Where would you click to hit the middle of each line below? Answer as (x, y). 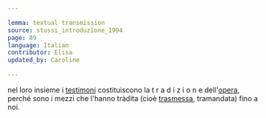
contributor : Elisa (40, 53)
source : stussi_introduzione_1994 (65, 30)
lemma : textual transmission (56, 22)
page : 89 (22, 38)
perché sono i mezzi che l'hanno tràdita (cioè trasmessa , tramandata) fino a (133, 98)
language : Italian (38, 45)
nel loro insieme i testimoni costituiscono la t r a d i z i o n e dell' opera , (124, 90)
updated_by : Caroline (44, 60)
